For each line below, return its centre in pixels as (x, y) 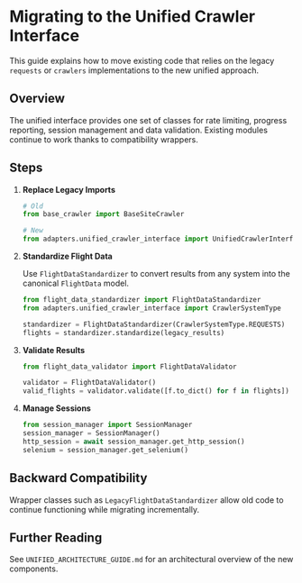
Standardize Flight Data (67, 256)
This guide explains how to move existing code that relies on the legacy (142, 60)
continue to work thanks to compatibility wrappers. (104, 139)
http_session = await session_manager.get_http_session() (133, 442)
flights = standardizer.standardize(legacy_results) (124, 332)
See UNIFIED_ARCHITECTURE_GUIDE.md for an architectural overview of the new (151, 560)
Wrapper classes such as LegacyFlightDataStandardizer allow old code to (146, 500)
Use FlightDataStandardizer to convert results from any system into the (156, 274)
